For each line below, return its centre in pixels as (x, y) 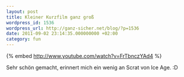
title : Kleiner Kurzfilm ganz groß (50, 17)
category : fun (24, 39)
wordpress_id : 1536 (30, 23)
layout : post (22, 12)
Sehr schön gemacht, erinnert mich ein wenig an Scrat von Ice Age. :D (92, 68)
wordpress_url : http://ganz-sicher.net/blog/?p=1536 (73, 28)
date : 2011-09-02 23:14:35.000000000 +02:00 (62, 34)
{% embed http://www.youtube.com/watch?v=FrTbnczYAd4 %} (84, 56)
